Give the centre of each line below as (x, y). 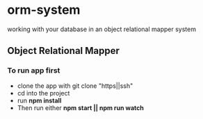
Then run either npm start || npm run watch (80, 108)
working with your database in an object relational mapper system (102, 29)
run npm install (39, 100)
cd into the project (43, 93)
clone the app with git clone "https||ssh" (75, 86)
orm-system (44, 10)
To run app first (34, 71)
